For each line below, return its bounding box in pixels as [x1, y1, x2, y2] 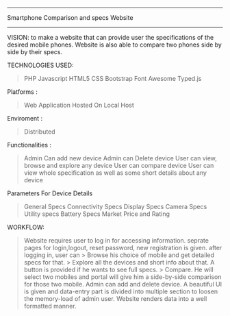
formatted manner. [23, 302, 77, 310]
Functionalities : [7, 141, 52, 149]
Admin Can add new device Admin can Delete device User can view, [23, 154, 218, 162]
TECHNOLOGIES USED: [7, 61, 74, 69]
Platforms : [7, 88, 38, 96]
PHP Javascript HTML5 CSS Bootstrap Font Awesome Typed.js [23, 75, 202, 82]
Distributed [23, 127, 56, 136]
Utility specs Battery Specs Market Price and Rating [23, 210, 170, 218]
